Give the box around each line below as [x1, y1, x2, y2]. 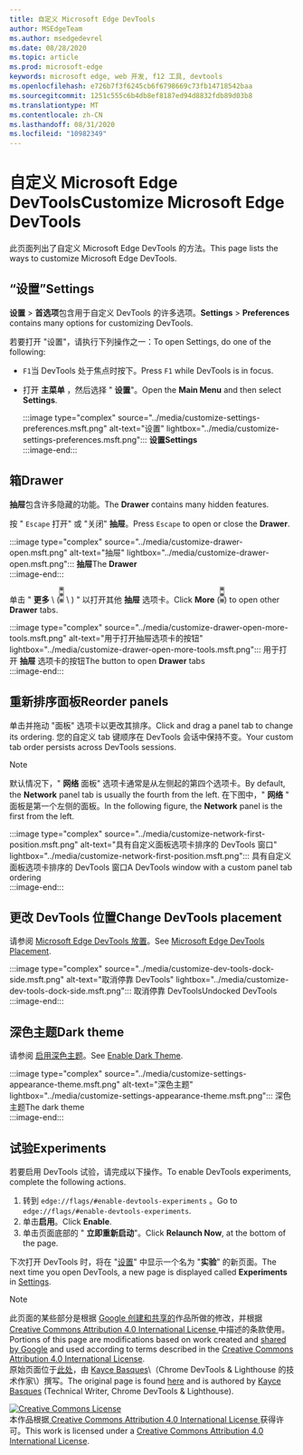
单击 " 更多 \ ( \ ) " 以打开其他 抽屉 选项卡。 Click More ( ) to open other [9, 594, 280, 605]
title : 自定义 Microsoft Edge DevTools [9, 15, 156, 24]
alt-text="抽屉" [69, 547, 125, 558]
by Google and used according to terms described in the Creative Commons [9, 1343, 294, 1354]
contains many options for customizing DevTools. [9, 317, 194, 328]
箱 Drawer [9, 473, 64, 489]
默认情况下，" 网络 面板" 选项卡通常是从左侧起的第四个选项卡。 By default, [9, 777, 286, 788]
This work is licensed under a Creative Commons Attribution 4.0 [25, 1425, 264, 1436]
